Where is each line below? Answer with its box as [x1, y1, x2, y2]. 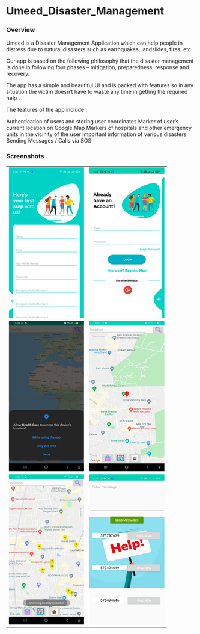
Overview [6, 26, 35, 34]
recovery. [6, 70, 30, 78]
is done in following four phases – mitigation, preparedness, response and [6, 64, 189, 71]
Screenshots [6, 152, 44, 161]
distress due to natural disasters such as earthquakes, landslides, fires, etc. [6, 46, 193, 53]
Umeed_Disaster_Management [6, 4, 164, 18]
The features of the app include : [6, 106, 88, 114]
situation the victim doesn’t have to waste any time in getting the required [6, 88, 188, 96]
